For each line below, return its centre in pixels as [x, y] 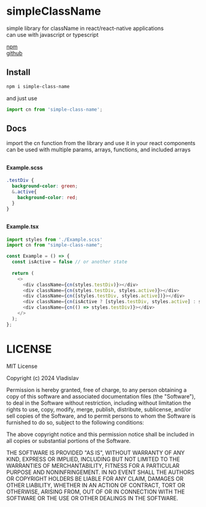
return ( [23, 273]
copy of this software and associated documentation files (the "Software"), [101, 396]
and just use [22, 98]
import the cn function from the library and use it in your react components [101, 143]
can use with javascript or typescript [52, 34]
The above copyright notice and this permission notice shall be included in [100, 434]
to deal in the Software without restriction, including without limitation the [99, 403]
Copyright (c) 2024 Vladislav [43, 378]
